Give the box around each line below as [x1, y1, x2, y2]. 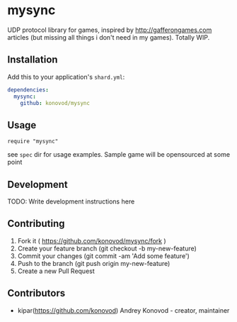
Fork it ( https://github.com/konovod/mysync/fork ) [17, 236, 166, 245]
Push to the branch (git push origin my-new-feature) [17, 259, 170, 267]
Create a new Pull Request [17, 267, 96, 275]
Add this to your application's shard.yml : [7, 72, 125, 81]
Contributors [7, 287, 66, 299]
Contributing [7, 218, 65, 230]
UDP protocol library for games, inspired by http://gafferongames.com [7, 26, 212, 34]
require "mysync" [7, 138, 59, 145]
